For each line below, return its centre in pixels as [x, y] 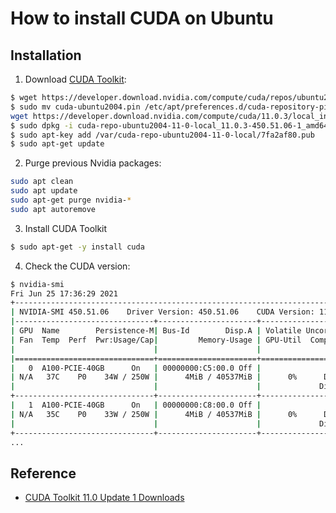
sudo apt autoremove [53, 209]
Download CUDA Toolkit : [75, 79]
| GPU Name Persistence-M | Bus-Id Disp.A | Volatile [156, 331]
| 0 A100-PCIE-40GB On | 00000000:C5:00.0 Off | [136, 368]
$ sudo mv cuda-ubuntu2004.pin [75, 107]
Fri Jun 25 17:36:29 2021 [64, 293]
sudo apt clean [42, 182]
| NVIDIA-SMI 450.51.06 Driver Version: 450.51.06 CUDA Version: [162, 312]
